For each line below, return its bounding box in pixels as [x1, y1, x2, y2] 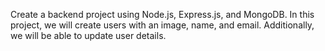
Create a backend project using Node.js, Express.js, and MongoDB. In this [10, 9, 315, 20]
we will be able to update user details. [10, 30, 167, 41]
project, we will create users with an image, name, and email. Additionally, [10, 19, 315, 31]
